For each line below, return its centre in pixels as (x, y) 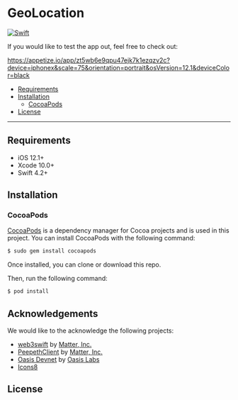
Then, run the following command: (57, 279)
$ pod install (28, 291)
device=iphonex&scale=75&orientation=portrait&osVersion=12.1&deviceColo (119, 67)
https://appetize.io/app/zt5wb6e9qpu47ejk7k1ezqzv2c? (89, 60)
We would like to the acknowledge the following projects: (91, 330)
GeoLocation (46, 13)
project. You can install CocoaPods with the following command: (101, 238)
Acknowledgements (53, 313)
